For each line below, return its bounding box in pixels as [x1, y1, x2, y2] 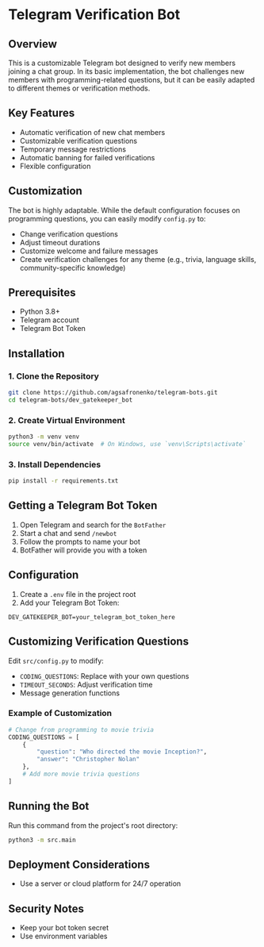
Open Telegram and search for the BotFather [19, 520, 166, 529]
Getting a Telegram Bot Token [8, 499, 158, 513]
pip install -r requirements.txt [8, 477, 119, 485]
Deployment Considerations [8, 857, 151, 871]
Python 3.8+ [19, 307, 61, 317]
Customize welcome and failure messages [19, 246, 159, 256]
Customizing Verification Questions [8, 635, 189, 649]
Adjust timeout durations [19, 237, 101, 247]
